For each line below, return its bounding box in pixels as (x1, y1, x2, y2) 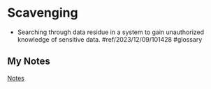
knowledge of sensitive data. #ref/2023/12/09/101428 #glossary (17, 35, 203, 43)
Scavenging (7, 5, 78, 21)
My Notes (7, 56, 51, 67)
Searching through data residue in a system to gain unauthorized (17, 28, 205, 36)
